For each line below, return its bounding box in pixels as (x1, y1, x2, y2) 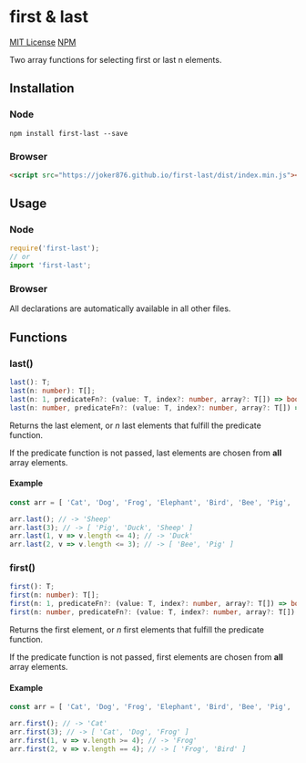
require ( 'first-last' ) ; (9, 244, 100, 253)
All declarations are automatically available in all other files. (9, 303, 231, 314)
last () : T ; (9, 378, 51, 387)
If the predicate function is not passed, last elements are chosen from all (9, 447, 282, 458)
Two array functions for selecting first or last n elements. (9, 54, 222, 65)
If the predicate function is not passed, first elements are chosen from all (9, 651, 284, 663)
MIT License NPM (9, 37, 76, 47)
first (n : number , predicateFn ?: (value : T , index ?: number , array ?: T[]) (9, 608, 296, 617)
